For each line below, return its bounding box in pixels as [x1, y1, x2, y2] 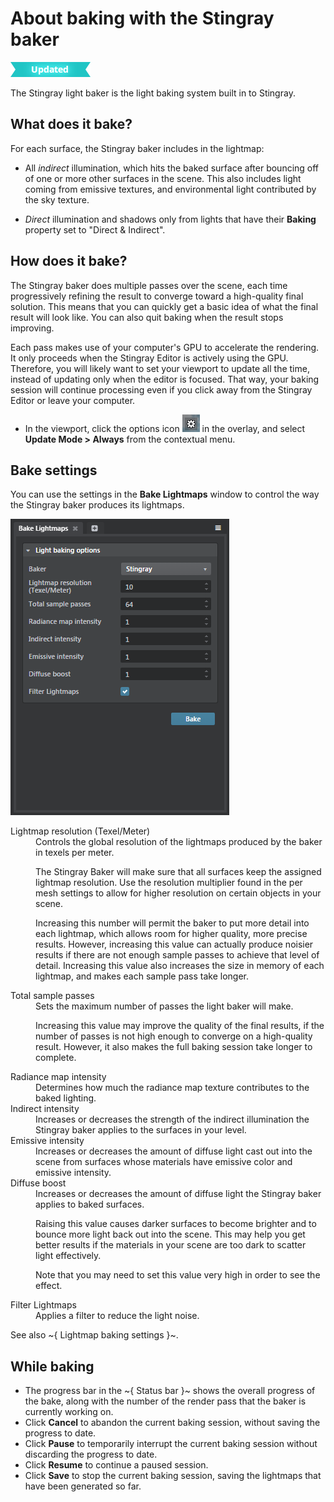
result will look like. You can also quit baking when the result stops [10, 311, 284, 323]
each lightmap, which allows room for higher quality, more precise [35, 928, 308, 940]
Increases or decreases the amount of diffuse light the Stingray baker [35, 1188, 322, 1200]
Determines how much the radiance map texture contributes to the [35, 1082, 310, 1094]
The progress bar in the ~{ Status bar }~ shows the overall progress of [24, 1385, 316, 1397]
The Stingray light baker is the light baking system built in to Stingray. [10, 87, 296, 99]
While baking [10, 1358, 95, 1375]
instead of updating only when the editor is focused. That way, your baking [10, 373, 320, 385]
